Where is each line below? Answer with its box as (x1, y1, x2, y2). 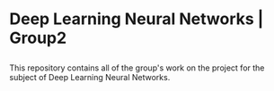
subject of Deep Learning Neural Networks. (9, 72, 171, 83)
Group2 (9, 28, 67, 48)
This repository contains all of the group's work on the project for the (9, 62, 265, 73)
